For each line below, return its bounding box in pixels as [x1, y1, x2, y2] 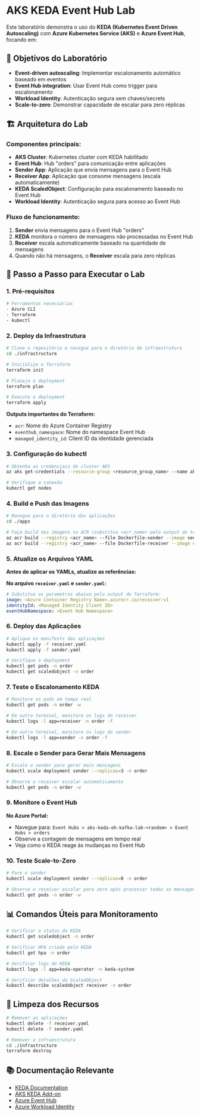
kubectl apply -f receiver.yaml [6, 641, 86, 647]
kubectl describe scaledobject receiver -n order [6, 983, 132, 989]
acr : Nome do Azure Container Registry [14, 422, 112, 429]
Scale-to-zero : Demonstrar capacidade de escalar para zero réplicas [14, 101, 186, 108]
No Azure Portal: [6, 812, 49, 819]
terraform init [6, 367, 44, 373]
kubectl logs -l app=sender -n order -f [6, 735, 108, 741]
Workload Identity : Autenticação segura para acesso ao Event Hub [14, 198, 180, 205]
